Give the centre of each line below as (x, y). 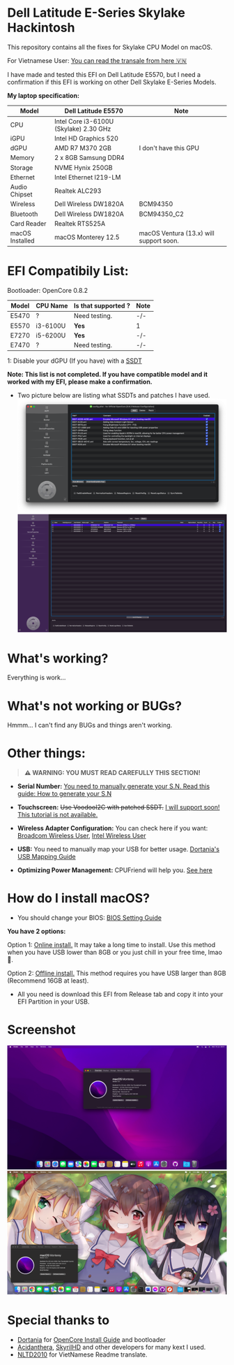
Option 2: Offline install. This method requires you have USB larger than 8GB (117, 974)
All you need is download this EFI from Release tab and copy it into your (120, 995)
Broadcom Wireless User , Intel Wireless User (81, 836)
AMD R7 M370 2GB (83, 148)
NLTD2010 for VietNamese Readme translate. (82, 1355)
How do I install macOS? (79, 898)
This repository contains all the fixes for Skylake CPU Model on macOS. (110, 47)
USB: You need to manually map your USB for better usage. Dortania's (118, 849)
